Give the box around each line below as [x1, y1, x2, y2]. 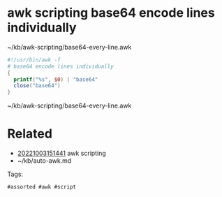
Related [7, 126, 52, 142]
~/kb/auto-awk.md [17, 156, 72, 165]
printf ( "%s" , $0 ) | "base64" [13, 75, 98, 83]
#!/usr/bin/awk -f [7, 56, 61, 64]
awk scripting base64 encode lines [7, 5, 215, 21]
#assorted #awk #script [7, 184, 77, 191]
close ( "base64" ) [13, 82, 61, 89]
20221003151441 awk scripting [17, 149, 106, 158]
